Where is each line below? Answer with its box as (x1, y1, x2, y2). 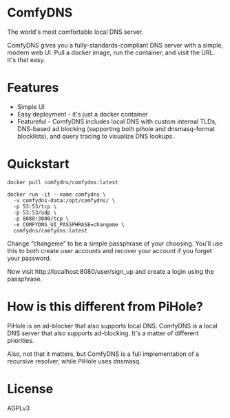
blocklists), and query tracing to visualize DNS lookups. (17, 132, 174, 140)
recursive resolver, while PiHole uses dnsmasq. (7, 357, 141, 365)
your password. (7, 254, 52, 262)
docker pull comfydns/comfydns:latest (7, 179, 118, 186)
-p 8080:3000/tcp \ (13, 215, 70, 222)
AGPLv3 (7, 404, 30, 412)
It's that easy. (7, 55, 46, 63)
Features (7, 80, 59, 96)
